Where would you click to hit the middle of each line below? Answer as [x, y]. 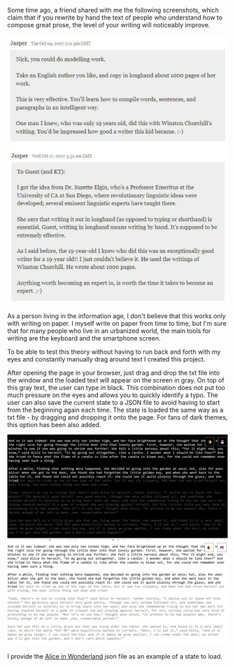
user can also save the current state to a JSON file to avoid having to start [114, 402]
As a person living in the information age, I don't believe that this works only [116, 316]
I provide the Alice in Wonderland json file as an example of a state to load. [115, 657]
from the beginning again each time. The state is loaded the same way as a [115, 410]
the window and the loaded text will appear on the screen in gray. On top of [116, 380]
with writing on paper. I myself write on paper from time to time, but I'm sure [117, 323]
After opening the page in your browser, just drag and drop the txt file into [114, 373]
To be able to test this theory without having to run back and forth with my [114, 352]
